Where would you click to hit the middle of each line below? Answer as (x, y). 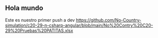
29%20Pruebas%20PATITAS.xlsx (39, 30)
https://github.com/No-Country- (109, 20)
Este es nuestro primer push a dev (40, 20)
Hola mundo (24, 8)
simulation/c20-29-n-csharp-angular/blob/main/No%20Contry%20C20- (79, 25)
